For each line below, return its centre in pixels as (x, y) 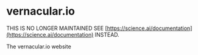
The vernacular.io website (39, 46)
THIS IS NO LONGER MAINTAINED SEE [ (57, 28)
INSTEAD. (107, 34)
